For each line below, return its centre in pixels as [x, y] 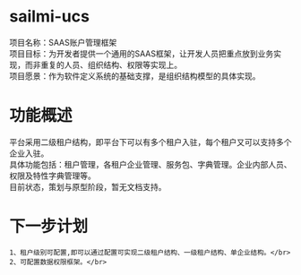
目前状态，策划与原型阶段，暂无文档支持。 [88, 186]
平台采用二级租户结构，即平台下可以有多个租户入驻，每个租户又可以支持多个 [150, 142]
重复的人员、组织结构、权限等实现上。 [111, 64]
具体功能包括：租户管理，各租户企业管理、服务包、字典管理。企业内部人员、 [150, 164]
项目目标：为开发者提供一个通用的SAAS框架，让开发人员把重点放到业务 [142, 53]
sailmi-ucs [49, 17]
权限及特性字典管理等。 [52, 176]
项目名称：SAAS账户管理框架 [63, 42]
